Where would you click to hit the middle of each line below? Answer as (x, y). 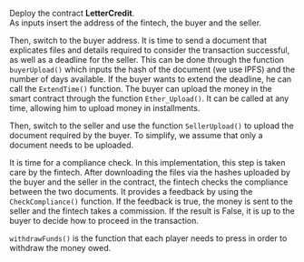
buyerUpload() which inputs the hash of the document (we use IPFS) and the (152, 69)
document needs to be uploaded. (72, 145)
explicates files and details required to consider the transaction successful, (150, 50)
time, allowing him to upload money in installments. (105, 108)
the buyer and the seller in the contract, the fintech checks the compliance (149, 182)
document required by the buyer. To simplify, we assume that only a (136, 135)
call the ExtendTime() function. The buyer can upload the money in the (141, 89)
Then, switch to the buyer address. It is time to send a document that (138, 40)
